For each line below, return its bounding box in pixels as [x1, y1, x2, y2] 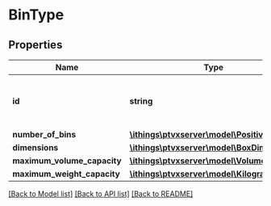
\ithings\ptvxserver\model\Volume [129, 155, 266, 166]
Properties [8, 38, 63, 52]
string [129, 95, 153, 107]
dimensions [12, 142, 59, 153]
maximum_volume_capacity [12, 155, 123, 166]
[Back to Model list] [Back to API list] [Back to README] [8, 189, 194, 199]
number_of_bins [12, 129, 77, 140]
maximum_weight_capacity [12, 168, 121, 179]
